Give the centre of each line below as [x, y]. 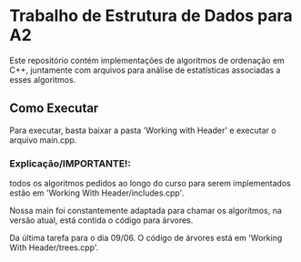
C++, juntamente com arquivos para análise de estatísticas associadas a [145, 70]
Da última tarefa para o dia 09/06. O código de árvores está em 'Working [146, 238]
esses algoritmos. [43, 79]
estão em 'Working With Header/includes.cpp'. [97, 193]
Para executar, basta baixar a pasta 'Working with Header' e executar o [143, 130]
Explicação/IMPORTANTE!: [70, 163]
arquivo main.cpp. [43, 140]
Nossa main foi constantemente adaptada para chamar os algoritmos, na [145, 211]
